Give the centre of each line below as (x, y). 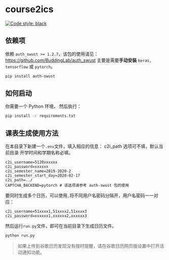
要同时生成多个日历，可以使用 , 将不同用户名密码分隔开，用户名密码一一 (80, 196)
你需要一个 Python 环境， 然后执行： (44, 106)
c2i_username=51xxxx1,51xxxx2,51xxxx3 (46, 212)
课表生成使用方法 (32, 133)
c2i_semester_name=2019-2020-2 (38, 171)
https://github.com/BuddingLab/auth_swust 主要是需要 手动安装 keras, (78, 60)
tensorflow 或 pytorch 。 (30, 67)
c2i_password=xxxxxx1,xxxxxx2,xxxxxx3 (46, 216)
